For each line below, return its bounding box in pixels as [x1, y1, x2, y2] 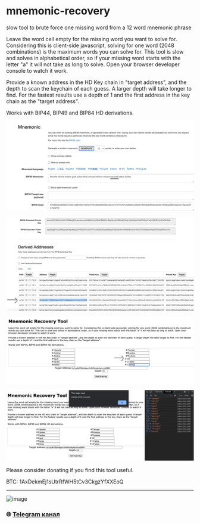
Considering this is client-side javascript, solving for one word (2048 [6, 42, 174, 49]
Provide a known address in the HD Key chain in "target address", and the [6, 79, 187, 86]
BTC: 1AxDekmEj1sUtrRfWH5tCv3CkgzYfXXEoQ [6, 478, 124, 485]
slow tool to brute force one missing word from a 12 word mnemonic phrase [6, 24, 192, 31]
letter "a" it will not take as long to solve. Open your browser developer [6, 61, 180, 68]
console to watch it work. [6, 67, 68, 74]
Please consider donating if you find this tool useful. [6, 467, 134, 474]
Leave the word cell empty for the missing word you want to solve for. [6, 35, 177, 42]
